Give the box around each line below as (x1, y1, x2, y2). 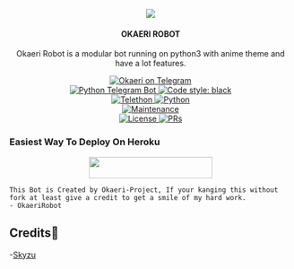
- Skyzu (9, 249, 36, 260)
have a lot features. (115, 58, 186, 69)
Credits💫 (9, 225, 60, 241)
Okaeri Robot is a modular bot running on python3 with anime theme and (16, 48, 285, 59)
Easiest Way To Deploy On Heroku (9, 135, 160, 148)
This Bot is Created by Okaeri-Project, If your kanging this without (9, 185, 279, 195)
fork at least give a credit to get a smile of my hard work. (9, 193, 246, 202)
